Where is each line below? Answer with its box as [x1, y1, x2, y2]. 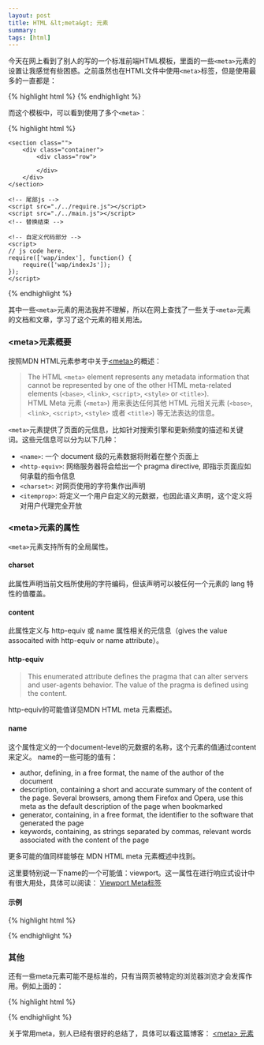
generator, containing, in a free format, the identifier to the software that [19, 810, 254, 819]
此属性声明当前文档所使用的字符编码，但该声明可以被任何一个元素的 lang [8, 579, 246, 588]
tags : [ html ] [8, 33, 51, 42]
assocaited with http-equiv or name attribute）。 [8, 636, 164, 645]
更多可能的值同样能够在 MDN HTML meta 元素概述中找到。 [8, 851, 199, 861]
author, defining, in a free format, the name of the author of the [19, 768, 225, 777]
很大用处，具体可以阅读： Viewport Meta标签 [14, 878, 162, 887]
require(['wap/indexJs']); [22, 261, 111, 269]
